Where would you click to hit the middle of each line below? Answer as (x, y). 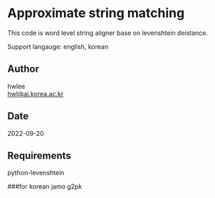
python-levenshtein (36, 173)
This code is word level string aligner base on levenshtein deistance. (108, 33)
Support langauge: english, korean (58, 46)
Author (23, 69)
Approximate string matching (96, 13)
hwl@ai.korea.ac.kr (36, 93)
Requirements (39, 156)
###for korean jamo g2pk (45, 187)
